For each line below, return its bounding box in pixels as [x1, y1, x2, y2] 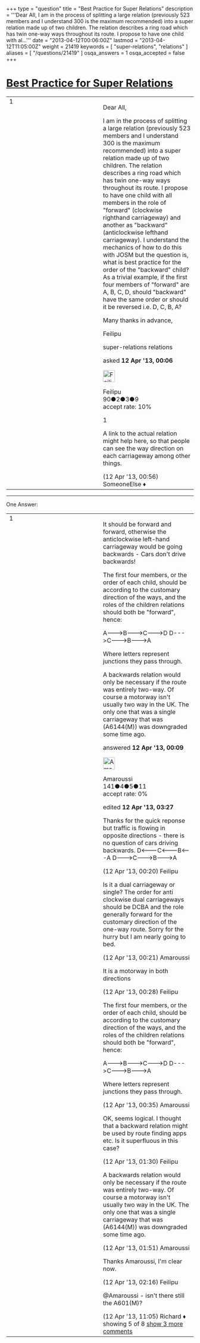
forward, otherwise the [103, 527, 167, 535]
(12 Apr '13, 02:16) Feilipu [103, 1277, 179, 1286]
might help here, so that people [103, 437, 190, 445]
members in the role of [103, 198, 167, 207]
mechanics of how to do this [103, 243, 182, 251]
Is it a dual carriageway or [103, 880, 176, 889]
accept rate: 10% [103, 402, 152, 410]
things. [103, 459, 122, 467]
